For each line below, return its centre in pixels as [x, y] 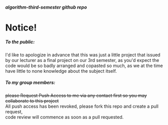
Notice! [21, 27]
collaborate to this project [32, 101]
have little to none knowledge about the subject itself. [61, 71]
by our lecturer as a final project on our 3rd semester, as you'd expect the [82, 60]
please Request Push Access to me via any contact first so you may [76, 95]
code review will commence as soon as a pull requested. [64, 117]
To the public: [20, 42]
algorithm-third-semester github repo [46, 7]
